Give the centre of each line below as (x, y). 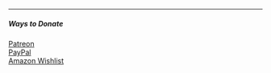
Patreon (21, 43)
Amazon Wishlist (36, 60)
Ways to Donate (36, 23)
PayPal (20, 52)
